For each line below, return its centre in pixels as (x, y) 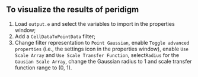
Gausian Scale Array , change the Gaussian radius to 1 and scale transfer (103, 61)
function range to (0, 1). (43, 68)
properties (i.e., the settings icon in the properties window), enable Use (101, 49)
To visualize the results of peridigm (73, 10)
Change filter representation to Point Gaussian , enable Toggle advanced (102, 42)
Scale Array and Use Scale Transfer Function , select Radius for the (97, 55)
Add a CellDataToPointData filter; (55, 36)
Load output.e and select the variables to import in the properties (95, 24)
